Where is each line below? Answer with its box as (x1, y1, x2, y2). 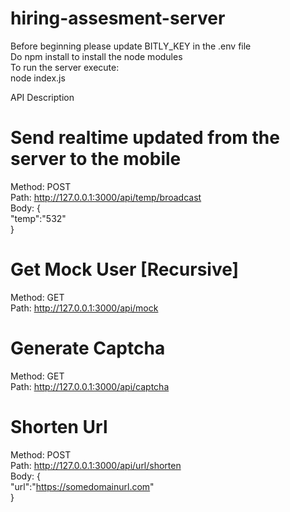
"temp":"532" (10, 212, 67, 224)
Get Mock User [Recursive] (10, 258, 240, 281)
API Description (10, 91, 75, 103)
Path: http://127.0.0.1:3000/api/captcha (10, 380, 170, 392)
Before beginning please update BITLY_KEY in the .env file (10, 40, 252, 52)
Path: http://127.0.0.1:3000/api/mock (10, 302, 159, 314)
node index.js (10, 72, 66, 84)
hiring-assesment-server (10, 7, 226, 30)
